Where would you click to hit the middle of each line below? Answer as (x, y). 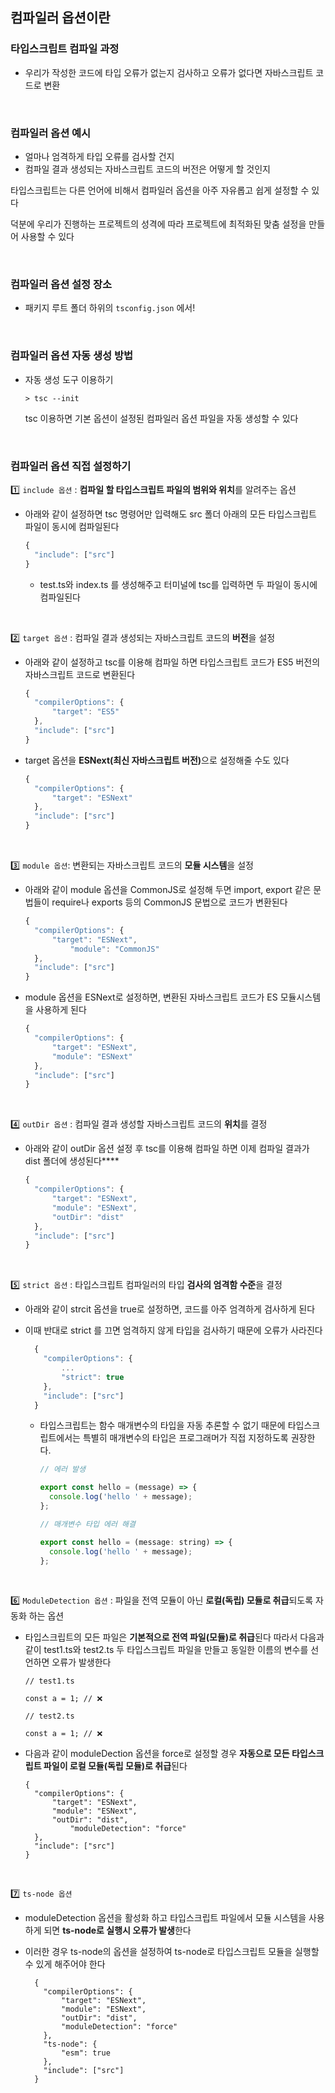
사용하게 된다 (61, 1010)
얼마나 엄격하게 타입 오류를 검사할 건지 (99, 156)
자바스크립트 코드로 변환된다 (80, 674)
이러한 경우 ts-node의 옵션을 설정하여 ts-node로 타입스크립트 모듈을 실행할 (172, 1952)
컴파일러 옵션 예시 (51, 133)
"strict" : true (93, 1377)
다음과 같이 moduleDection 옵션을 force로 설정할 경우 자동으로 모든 (157, 1754)
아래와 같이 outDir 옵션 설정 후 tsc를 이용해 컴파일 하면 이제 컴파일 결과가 (167, 1149)
